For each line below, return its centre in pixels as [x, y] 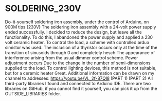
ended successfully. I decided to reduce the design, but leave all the [73, 32]
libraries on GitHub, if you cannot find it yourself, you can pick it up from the [81, 88]
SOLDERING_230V [43, 8]
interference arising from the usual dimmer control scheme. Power [72, 58]
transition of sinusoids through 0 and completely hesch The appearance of [80, 52]
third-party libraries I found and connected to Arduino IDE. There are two [78, 83]
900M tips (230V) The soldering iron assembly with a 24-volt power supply [81, 27]
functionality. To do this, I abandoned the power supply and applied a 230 [79, 37]
